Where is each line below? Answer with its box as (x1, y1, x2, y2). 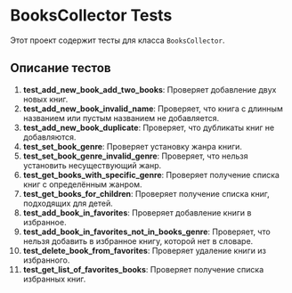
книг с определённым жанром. (22, 179, 142, 190)
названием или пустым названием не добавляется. (22, 112, 220, 123)
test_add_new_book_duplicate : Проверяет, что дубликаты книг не (22, 122, 275, 133)
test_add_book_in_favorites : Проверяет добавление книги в (22, 207, 252, 218)
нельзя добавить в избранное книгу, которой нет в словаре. (22, 235, 254, 246)
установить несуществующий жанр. (22, 159, 162, 170)
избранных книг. (22, 273, 86, 284)
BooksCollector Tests (10, 5, 173, 26)
